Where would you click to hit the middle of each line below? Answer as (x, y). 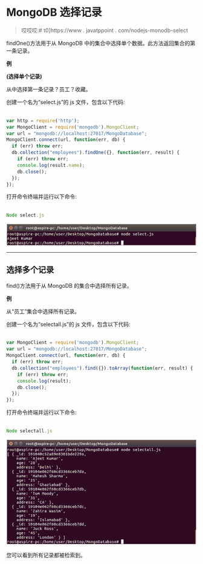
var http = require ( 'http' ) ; (43, 121)
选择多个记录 (30, 270)
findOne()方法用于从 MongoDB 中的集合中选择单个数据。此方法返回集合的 (98, 43)
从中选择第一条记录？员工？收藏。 (49, 89)
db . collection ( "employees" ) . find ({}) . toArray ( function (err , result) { (102, 368)
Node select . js (25, 215)
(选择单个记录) (24, 76)
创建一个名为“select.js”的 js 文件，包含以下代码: (66, 102)
